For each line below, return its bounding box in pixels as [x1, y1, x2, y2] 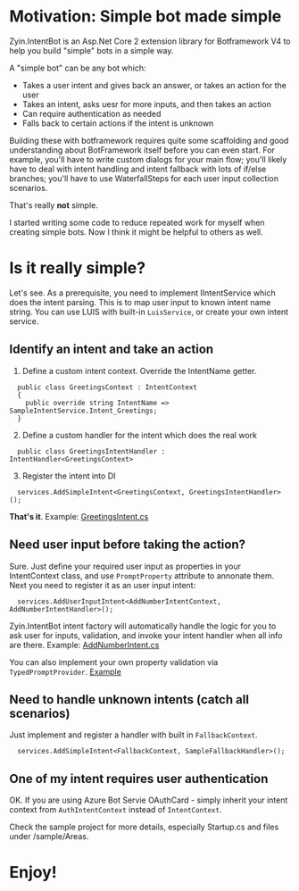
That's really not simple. [9, 199, 98, 211]
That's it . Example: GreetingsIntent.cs [9, 511, 149, 521]
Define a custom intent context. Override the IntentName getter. [21, 365, 257, 376]
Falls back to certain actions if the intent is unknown [21, 118, 214, 129]
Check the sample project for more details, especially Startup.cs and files [9, 821, 279, 832]
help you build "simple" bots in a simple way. [9, 45, 174, 55]
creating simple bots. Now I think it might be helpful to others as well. [9, 226, 263, 237]
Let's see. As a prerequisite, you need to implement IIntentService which [9, 287, 276, 298]
